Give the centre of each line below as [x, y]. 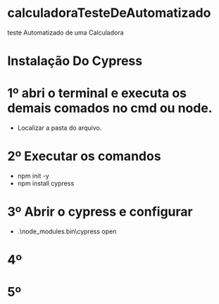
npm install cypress [46, 183]
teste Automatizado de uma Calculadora [66, 32]
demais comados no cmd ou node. [110, 108]
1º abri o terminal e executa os [97, 93]
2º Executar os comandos [84, 156]
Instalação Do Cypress [75, 61]
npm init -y [33, 176]
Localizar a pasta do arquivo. [60, 128]
